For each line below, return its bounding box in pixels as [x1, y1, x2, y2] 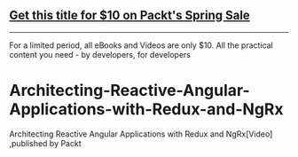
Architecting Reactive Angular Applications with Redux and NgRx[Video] [9, 129, 273, 139]
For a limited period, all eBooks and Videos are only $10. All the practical [9, 40, 273, 51]
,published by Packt [9, 137, 82, 148]
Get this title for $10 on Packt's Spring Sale [9, 8, 250, 23]
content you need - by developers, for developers [9, 49, 191, 59]
